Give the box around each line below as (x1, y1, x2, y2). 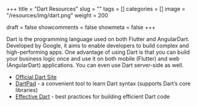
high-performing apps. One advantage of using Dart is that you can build (6, 48, 190, 56)
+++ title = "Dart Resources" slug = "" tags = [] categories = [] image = (6, 6, 185, 12)
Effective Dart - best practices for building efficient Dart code (15, 93, 170, 100)
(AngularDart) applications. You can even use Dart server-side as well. (6, 61, 184, 69)
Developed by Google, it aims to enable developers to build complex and (6, 42, 190, 49)
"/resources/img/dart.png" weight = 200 (6, 12, 108, 19)
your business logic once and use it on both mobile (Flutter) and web (6, 55, 180, 62)
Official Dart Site (15, 74, 57, 80)
